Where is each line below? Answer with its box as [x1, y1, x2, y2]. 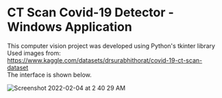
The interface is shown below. [7, 70, 92, 79]
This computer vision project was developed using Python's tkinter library [7, 42, 216, 50]
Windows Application [7, 19, 132, 35]
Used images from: [7, 49, 61, 57]
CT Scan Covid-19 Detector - [7, 5, 175, 20]
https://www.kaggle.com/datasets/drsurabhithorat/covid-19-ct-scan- [7, 56, 203, 64]
